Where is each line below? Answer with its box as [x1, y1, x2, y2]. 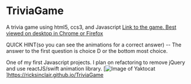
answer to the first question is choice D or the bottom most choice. [6, 47, 168, 54]
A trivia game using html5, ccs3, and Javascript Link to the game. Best [6, 23, 177, 31]
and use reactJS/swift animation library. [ [6, 65, 106, 72]
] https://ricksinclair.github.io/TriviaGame [6, 71, 104, 78]
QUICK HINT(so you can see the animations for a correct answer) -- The [6, 41, 182, 48]
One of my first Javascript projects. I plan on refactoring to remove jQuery [6, 59, 185, 66]
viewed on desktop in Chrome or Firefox [6, 29, 103, 36]
